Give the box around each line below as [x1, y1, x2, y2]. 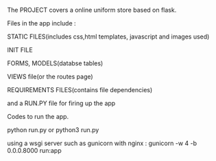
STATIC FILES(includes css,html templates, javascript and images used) [7, 32, 210, 41]
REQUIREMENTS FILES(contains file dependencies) [7, 86, 153, 94]
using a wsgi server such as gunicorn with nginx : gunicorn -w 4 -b [7, 139, 197, 147]
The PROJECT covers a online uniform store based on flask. [7, 6, 177, 14]
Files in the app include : [7, 19, 77, 27]
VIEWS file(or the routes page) [7, 72, 94, 80]
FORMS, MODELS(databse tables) [7, 59, 104, 67]
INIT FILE [7, 46, 33, 54]
